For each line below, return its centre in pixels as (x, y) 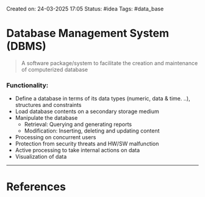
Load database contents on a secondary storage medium (87, 111)
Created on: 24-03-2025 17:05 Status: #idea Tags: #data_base (85, 9)
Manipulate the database (46, 118)
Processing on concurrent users (56, 137)
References (36, 187)
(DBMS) (27, 47)
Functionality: (27, 85)
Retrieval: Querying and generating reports (78, 125)
